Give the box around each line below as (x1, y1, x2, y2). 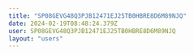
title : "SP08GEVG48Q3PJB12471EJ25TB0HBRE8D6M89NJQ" (8, 11, 187, 20)
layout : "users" (8, 34, 63, 43)
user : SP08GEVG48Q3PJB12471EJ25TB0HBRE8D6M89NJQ (8, 27, 176, 35)
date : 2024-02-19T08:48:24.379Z (8, 19, 118, 27)
